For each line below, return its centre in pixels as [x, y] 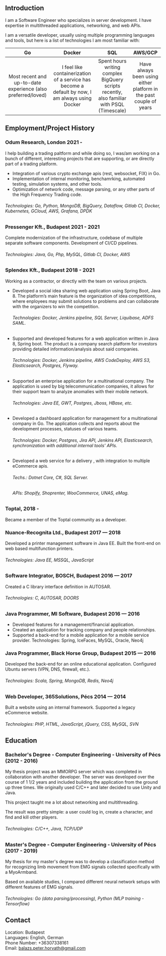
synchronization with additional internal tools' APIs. [65, 445]
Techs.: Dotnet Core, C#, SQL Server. [50, 478]
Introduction [25, 8]
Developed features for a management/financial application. [73, 624]
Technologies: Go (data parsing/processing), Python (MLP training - [75, 898]
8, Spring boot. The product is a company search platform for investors [84, 343]
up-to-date [28, 82]
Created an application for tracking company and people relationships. [84, 630]
